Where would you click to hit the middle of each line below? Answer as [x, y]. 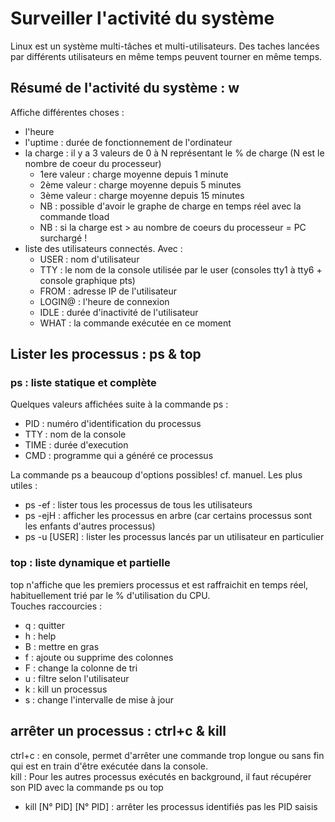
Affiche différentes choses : [67, 112]
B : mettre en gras [62, 646]
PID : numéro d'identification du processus [113, 424]
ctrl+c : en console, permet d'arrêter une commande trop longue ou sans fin [167, 755]
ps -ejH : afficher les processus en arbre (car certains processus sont [168, 516]
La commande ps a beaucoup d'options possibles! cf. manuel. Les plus [156, 475]
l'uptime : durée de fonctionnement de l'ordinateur [128, 142]
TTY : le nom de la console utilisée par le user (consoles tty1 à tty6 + [181, 269]
